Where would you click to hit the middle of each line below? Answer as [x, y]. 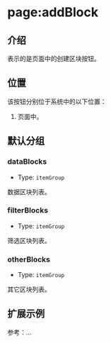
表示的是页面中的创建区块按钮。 [54, 58]
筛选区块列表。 [29, 240]
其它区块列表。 [29, 289]
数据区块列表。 [29, 191]
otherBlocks [29, 259]
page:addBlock [53, 12]
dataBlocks [27, 162]
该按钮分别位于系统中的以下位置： [57, 101]
